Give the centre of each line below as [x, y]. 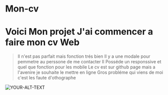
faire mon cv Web [42, 42]
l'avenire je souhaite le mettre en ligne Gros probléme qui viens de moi [90, 72]
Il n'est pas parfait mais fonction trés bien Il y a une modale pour [84, 56]
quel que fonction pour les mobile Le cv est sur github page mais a [86, 67]
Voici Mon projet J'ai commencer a [79, 32]
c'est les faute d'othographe [47, 78]
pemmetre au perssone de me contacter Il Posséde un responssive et [89, 62]
